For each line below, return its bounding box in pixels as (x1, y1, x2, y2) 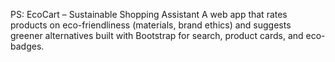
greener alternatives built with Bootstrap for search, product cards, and (10, 30, 304, 41)
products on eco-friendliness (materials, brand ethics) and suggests (10, 19, 292, 31)
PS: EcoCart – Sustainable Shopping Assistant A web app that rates (10, 9, 288, 20)
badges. (10, 40, 45, 52)
